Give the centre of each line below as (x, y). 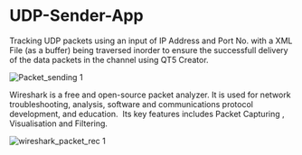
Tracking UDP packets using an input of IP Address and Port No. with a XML (151, 41)
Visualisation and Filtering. (59, 123)
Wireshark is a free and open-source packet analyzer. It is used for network (150, 95)
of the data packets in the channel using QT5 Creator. (109, 59)
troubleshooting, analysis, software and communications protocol (131, 104)
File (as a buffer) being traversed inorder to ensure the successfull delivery (149, 50)
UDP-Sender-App (76, 16)
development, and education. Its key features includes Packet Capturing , (147, 114)
